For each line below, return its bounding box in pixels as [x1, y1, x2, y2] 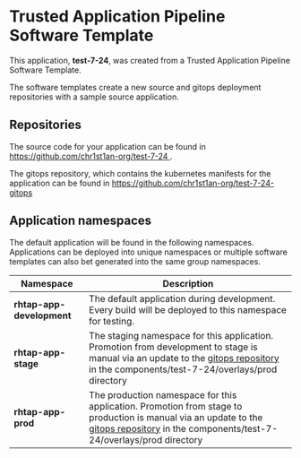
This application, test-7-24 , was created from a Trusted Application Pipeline [9, 55, 291, 65]
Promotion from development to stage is [89, 341, 258, 353]
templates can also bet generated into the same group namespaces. [9, 255, 262, 266]
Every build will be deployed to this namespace [89, 303, 287, 315]
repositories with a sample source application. [9, 91, 179, 102]
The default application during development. [89, 292, 276, 305]
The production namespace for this [89, 388, 237, 401]
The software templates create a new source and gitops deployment [9, 82, 262, 92]
